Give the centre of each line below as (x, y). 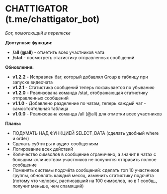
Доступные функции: (29, 42)
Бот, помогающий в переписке (38, 33)
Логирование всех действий (42, 149)
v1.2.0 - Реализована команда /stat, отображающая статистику (80, 93)
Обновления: (19, 67)
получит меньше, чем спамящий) (48, 186)
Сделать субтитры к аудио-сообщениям (55, 144)
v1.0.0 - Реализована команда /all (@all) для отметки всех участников (87, 114)
